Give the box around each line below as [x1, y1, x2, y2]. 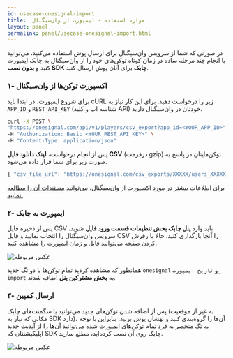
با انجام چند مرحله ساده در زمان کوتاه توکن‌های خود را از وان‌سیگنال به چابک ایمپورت [7, 57, 225, 65]
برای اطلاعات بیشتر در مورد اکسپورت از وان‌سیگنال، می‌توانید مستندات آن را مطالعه [7, 183, 225, 192]
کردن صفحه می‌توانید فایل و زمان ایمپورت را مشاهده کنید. [7, 239, 158, 248]
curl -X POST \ [7, 118, 52, 125]
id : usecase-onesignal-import [7, 10, 96, 17]
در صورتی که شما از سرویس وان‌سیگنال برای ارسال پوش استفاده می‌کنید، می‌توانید [7, 49, 223, 57]
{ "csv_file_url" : [7, 171, 61, 178]
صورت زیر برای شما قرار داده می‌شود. [7, 158, 107, 166]
